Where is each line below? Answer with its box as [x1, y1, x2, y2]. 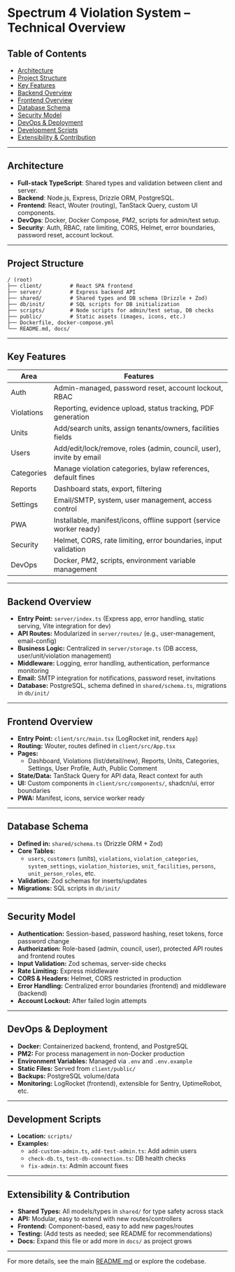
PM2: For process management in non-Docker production [17, 1049, 185, 1058]
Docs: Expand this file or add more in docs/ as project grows [17, 1237, 192, 1245]
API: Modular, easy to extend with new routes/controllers [17, 1215, 182, 1223]
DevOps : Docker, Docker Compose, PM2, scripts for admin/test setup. [17, 216, 220, 224]
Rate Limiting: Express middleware [17, 967, 119, 975]
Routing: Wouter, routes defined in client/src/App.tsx [17, 742, 176, 750]
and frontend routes [17, 951, 76, 960]
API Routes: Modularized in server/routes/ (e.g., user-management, [17, 629, 215, 638]
